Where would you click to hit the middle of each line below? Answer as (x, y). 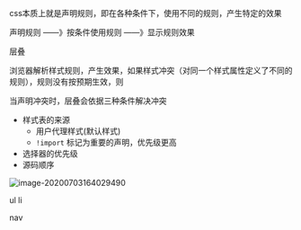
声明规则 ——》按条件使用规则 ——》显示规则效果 (102, 32)
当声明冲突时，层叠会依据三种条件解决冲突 (88, 101)
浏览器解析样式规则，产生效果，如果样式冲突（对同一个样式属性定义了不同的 (151, 71)
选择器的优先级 (50, 154)
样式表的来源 (46, 120)
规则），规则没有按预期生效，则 (66, 82)
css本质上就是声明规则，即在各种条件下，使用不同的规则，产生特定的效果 (146, 13)
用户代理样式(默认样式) (78, 131)
